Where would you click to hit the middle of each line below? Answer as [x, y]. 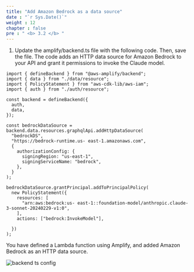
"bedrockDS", [27, 136]
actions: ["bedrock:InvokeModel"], [60, 219]
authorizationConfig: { [46, 151]
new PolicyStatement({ [39, 193]
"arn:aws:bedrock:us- [48, 203]
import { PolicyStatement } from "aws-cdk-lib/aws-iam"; [78, 84]
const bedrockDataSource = [39, 126]
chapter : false [26, 28]
